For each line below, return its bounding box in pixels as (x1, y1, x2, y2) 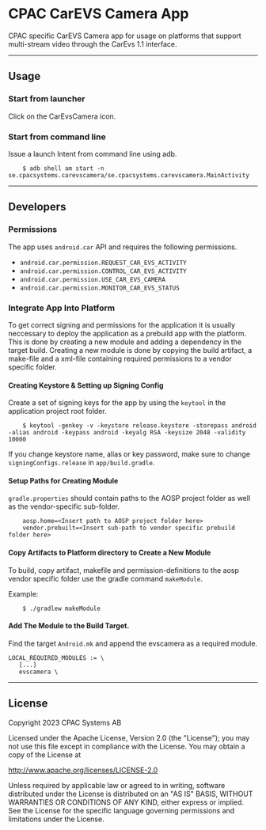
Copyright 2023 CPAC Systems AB (8, 718, 122, 727)
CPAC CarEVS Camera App (8, 5, 189, 23)
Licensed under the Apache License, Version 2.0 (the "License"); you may (8, 733, 250, 742)
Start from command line (8, 131, 106, 142)
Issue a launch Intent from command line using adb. (8, 149, 177, 158)
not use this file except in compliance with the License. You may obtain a (8, 741, 245, 751)
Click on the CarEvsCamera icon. (8, 112, 116, 121)
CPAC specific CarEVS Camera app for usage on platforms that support (8, 31, 241, 40)
